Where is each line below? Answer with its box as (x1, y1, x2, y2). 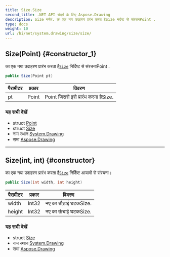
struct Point (12, 120, 37, 126)
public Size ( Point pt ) (5, 73, 53, 79)
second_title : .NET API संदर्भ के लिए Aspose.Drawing (5, 12, 110, 17)
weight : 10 (5, 26, 28, 31)
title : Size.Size (5, 7, 42, 13)
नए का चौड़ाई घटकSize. (45, 200, 92, 207)
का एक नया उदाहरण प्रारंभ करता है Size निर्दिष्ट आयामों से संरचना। (5, 169, 112, 175)
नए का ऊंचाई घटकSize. (45, 208, 92, 215)
